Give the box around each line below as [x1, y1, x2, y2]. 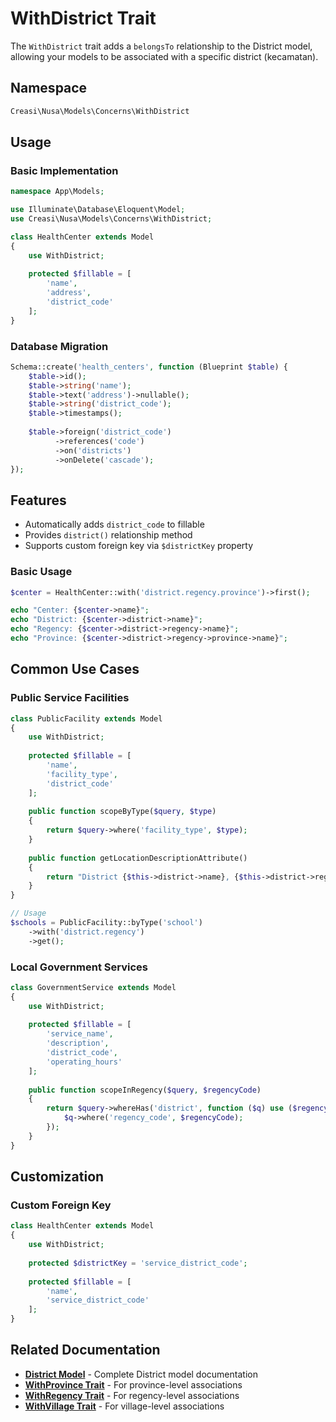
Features [10, 492, 67, 509]
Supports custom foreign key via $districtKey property [24, 540, 254, 552]
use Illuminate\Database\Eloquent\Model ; [10, 205, 186, 215]
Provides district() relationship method [24, 529, 193, 541]
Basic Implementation [10, 163, 119, 177]
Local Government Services [10, 960, 148, 974]
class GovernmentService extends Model [10, 982, 177, 992]
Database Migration [10, 339, 109, 353]
